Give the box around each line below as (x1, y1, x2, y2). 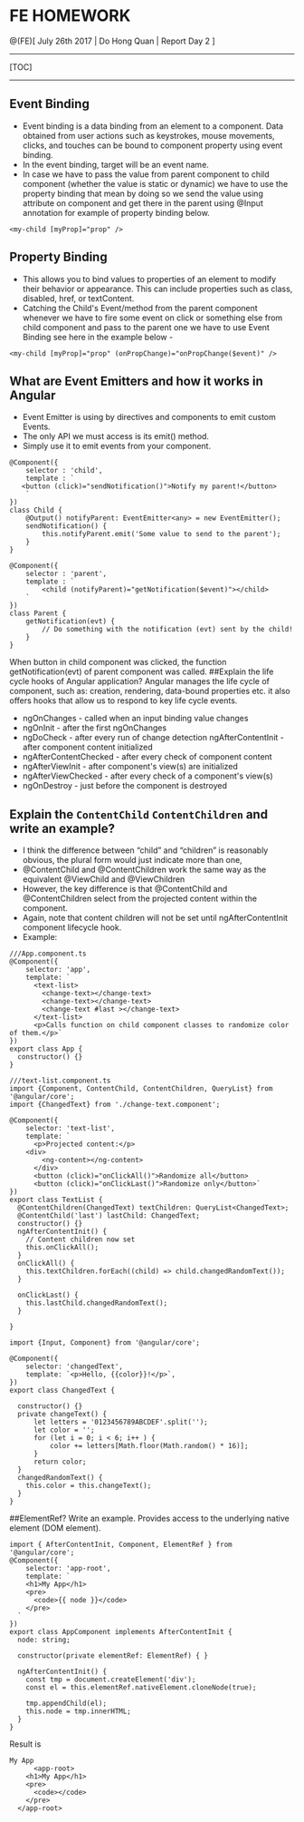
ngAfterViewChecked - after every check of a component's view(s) (22, 770, 273, 781)
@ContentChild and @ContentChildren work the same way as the (22, 864, 267, 876)
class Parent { (9, 609, 67, 618)
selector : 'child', (25, 466, 103, 475)
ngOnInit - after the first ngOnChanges (22, 722, 167, 733)
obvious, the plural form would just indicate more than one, (22, 855, 242, 866)
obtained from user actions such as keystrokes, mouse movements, (22, 130, 275, 141)
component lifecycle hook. (22, 922, 122, 933)
